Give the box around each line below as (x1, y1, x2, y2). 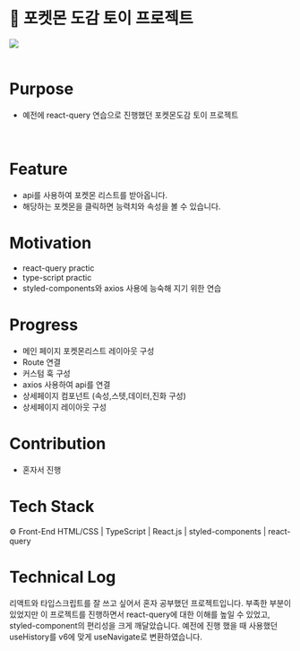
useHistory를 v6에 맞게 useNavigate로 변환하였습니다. (9, 631, 203, 642)
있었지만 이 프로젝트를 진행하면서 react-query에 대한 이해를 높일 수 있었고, (9, 609, 270, 620)
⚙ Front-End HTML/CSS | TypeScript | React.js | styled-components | (9, 525, 267, 536)
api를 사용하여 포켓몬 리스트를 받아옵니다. (21, 189, 168, 200)
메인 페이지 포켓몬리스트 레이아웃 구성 (21, 345, 155, 356)
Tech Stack (9, 496, 95, 516)
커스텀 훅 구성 (21, 368, 71, 378)
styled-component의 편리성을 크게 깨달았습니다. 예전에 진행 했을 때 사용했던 (9, 620, 279, 630)
